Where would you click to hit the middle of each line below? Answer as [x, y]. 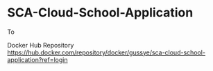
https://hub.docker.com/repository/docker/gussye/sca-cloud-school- [106, 52]
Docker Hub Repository [41, 45]
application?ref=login [37, 59]
